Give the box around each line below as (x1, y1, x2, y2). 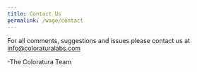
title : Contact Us (7, 10, 61, 18)
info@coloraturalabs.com (7, 44, 81, 52)
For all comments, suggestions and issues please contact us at (7, 36, 191, 44)
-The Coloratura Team (7, 57, 72, 66)
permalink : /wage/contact (7, 17, 83, 24)
